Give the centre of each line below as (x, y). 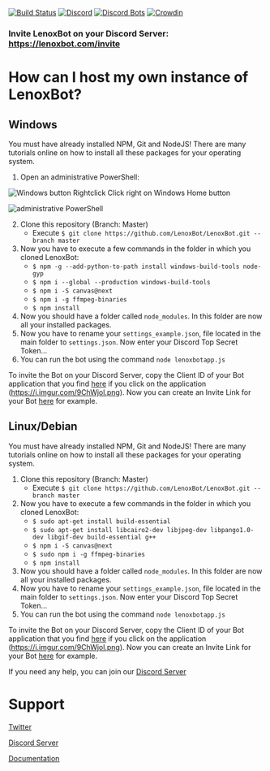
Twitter (20, 726)
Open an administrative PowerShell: (79, 177)
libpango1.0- (232, 530)
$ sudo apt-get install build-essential (101, 521)
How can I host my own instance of (129, 78)
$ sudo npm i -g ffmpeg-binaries (89, 554)
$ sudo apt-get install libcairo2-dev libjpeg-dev (120, 530)
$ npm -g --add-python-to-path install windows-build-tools (136, 266)
